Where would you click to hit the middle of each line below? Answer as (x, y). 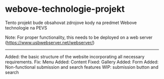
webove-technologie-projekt (65, 9)
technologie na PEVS (26, 27)
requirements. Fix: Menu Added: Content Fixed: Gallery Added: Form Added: (82, 62)
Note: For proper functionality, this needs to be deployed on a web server (79, 37)
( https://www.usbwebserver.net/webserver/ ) (50, 42)
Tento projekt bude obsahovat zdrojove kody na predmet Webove (71, 23)
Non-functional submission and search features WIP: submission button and (82, 67)
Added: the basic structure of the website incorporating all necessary (75, 56)
